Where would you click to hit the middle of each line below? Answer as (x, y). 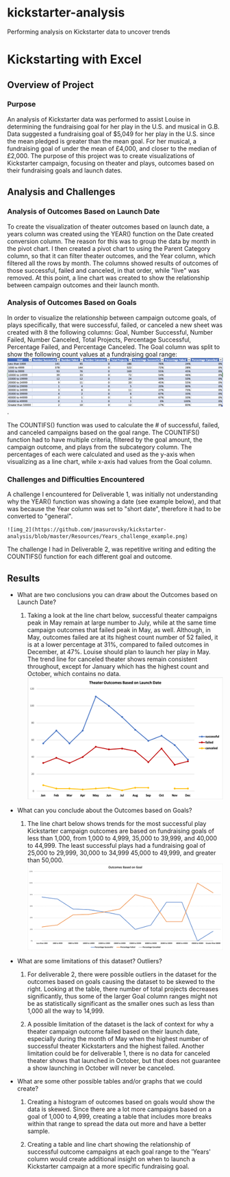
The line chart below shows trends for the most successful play (117, 823)
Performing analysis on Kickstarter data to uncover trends (89, 32)
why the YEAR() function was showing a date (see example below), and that (114, 502)
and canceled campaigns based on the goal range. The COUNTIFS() (103, 432)
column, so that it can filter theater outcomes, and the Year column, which (112, 256)
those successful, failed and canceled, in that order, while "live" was (103, 270)
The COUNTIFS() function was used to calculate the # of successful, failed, (114, 425)
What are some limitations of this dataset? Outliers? (89, 961)
